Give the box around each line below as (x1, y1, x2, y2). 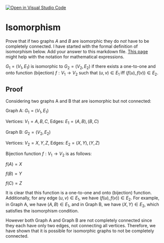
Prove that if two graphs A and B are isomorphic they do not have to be (5, 38, 149, 44)
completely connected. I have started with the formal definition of (5, 43, 138, 49)
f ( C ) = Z (5, 180, 23, 186)
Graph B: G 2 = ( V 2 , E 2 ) (5, 129, 51, 136)
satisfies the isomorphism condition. (5, 208, 79, 213)
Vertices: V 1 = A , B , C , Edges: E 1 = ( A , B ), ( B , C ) (5, 119, 99, 125)
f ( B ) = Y (5, 171, 22, 177)
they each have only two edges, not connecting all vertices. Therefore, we (5, 222, 156, 228)
